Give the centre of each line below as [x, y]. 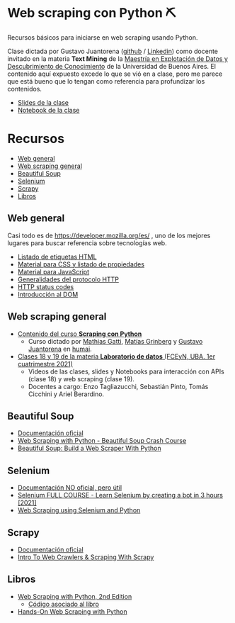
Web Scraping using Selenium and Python [79, 510]
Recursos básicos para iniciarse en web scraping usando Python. [103, 37]
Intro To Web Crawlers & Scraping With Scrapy [86, 557]
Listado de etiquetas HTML [57, 257]
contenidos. [25, 89]
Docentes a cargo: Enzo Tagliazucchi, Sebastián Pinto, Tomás [118, 386]
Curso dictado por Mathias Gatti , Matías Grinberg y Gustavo [115, 341]
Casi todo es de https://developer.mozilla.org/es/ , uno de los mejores [109, 235]
